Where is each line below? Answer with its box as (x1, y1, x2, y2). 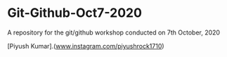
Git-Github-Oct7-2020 (7, 5, 143, 21)
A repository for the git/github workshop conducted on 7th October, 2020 (7, 28, 220, 37)
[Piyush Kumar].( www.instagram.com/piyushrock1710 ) (7, 42, 164, 50)
